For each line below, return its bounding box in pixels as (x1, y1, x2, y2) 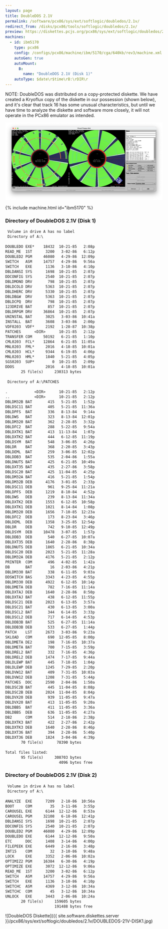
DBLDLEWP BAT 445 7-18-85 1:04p (5, 660, 95, 665)
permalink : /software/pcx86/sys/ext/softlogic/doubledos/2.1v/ (5, 19, 140, 24)
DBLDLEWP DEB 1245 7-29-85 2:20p (5, 665, 95, 670)
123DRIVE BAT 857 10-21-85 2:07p (5, 304, 95, 309)
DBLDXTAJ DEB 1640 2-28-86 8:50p (5, 590, 95, 595)
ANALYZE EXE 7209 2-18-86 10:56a (5, 799, 95, 804)
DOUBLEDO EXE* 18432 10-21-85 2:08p (5, 244, 95, 249)
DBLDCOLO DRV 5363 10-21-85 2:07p (5, 284, 95, 289)
